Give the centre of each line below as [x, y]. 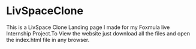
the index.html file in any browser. [48, 40]
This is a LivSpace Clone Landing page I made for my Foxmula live [88, 27]
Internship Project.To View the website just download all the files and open [98, 33]
